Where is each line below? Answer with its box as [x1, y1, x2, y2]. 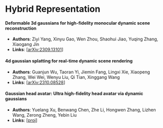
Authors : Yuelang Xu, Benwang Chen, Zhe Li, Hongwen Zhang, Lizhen [12, 107, 157, 113]
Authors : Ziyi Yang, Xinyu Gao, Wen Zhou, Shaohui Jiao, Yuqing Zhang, [12, 36, 159, 42]
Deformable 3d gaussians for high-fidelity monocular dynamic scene [5, 20, 150, 26]
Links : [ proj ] [12, 117, 38, 123]
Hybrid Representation [5, 3, 100, 15]
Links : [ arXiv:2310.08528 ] [12, 79, 66, 85]
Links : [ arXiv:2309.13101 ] [12, 47, 64, 53]
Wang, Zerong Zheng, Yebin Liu [12, 112, 77, 118]
